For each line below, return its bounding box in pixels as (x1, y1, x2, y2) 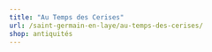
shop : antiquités (9, 29, 73, 38)
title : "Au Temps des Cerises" (9, 12, 125, 22)
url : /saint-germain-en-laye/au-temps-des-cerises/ (9, 21, 203, 30)
